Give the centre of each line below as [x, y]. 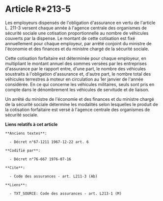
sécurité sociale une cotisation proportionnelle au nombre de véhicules [77, 33]
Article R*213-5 [38, 9]
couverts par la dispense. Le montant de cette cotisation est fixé [70, 38]
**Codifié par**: [23, 150]
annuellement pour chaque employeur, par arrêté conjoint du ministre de [78, 43]
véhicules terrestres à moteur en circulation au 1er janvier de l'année [74, 79]
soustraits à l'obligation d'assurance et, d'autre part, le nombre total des [78, 74]
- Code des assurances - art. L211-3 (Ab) [54, 176]
